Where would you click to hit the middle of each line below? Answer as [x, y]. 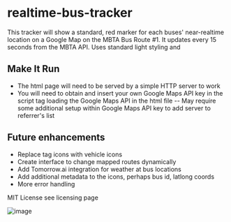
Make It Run [33, 69]
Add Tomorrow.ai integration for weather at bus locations [99, 169]
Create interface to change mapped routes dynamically [97, 161]
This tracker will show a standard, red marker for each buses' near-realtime [116, 32]
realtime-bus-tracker [70, 13]
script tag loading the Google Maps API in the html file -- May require [117, 101]
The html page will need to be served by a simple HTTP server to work [119, 86]
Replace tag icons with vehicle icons [70, 154]
